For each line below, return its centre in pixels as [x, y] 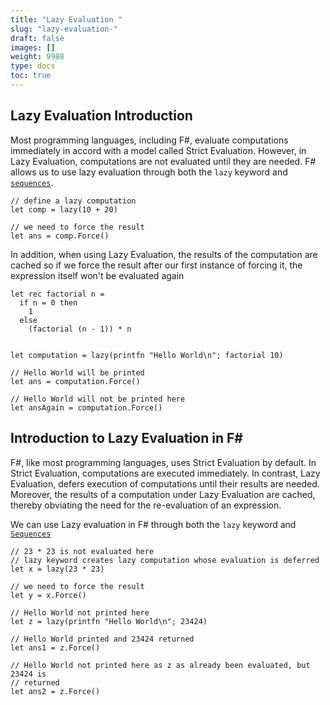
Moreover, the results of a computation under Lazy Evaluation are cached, [163, 494]
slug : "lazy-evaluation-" [64, 29]
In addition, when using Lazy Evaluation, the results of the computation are [164, 254]
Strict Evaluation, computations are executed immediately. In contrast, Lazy [165, 473]
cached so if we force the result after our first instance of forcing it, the [156, 265]
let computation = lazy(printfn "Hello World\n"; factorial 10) [147, 355]
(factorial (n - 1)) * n [80, 329]
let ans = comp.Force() [60, 236]
